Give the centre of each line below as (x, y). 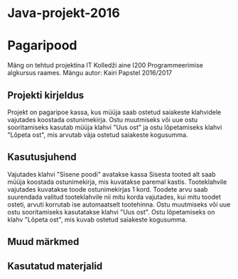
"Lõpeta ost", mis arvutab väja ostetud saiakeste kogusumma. (98, 135)
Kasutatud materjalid (55, 266)
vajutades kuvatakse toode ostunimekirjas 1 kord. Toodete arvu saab (108, 189)
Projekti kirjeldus (45, 95)
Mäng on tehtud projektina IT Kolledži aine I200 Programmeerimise (106, 65)
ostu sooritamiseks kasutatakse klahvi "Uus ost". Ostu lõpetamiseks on (111, 212)
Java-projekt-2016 (64, 13)
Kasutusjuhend (42, 157)
